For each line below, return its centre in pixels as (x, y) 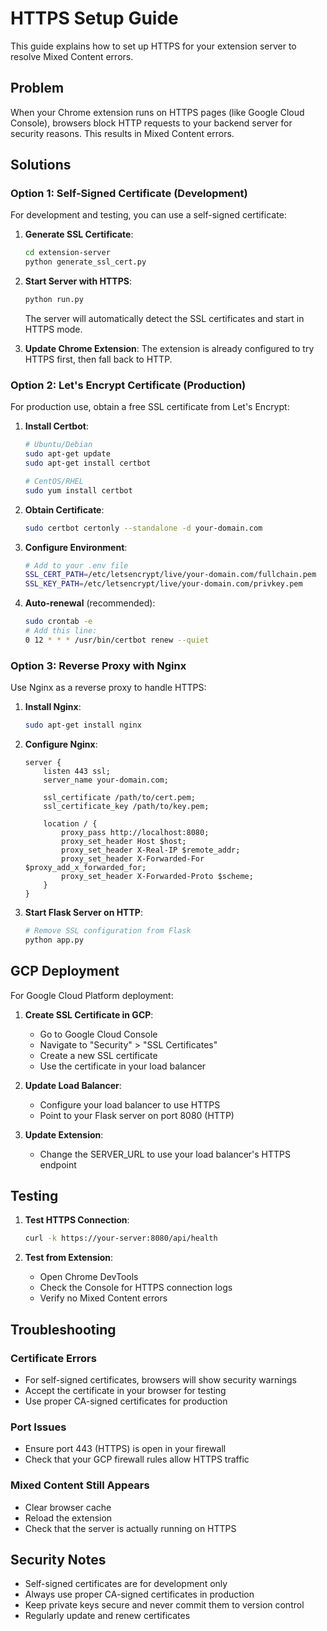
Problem (37, 88)
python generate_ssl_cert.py (85, 262)
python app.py (54, 940)
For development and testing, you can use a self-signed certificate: (148, 215)
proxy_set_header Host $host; (124, 842)
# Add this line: (61, 631)
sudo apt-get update (67, 454)
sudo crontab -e (58, 622)
